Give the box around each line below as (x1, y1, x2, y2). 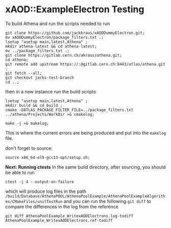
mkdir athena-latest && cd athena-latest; (5, 43, 97, 49)
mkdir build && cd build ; (5, 103, 63, 108)
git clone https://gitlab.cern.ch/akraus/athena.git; (5, 53, 123, 58)
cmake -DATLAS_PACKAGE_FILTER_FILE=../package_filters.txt (5, 107, 134, 112)
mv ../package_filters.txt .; (5, 48, 70, 53)
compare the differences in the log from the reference (5, 203, 119, 210)
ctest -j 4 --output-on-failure (5, 179, 74, 185)
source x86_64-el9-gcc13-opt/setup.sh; (5, 155, 90, 160)
